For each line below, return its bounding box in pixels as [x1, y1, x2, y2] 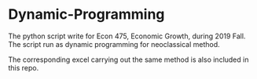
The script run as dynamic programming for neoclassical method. [8, 39, 220, 48]
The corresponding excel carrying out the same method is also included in [8, 55, 249, 64]
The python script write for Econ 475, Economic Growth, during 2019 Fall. [8, 31, 246, 41]
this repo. [8, 63, 39, 72]
